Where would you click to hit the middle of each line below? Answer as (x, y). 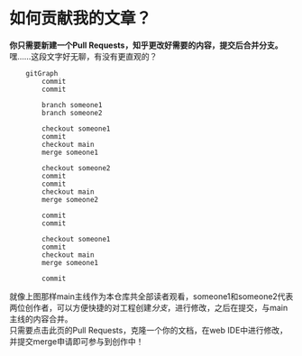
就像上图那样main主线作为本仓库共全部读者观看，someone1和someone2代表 (151, 296)
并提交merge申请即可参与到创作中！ (77, 341)
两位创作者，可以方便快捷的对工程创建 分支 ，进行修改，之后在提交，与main (149, 307)
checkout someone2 (76, 168)
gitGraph (42, 73)
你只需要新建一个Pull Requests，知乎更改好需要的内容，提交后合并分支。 (146, 45)
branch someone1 (72, 105)
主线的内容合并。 (41, 319)
